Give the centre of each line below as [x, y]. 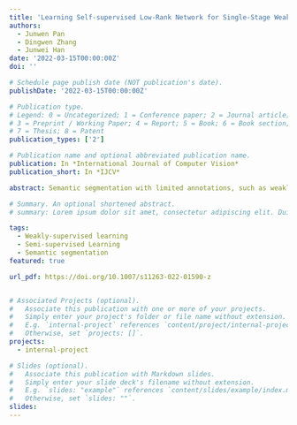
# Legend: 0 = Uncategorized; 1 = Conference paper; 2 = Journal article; [150, 115]
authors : [25, 26]
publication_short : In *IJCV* [65, 172]
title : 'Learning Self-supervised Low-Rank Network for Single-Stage [140, 17]
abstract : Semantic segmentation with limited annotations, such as [138, 188]
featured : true [37, 261]
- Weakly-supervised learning [72, 236]
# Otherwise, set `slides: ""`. [73, 398]
